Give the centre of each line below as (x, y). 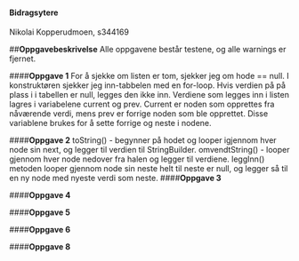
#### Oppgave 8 (40, 247)
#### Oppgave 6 (40, 230)
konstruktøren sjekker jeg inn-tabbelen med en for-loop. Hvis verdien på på (148, 85)
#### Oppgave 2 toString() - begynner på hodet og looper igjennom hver (143, 140)
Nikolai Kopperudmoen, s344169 (69, 32)
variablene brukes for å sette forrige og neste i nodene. (110, 123)
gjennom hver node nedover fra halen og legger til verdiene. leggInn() (137, 159)
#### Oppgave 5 (40, 212)
